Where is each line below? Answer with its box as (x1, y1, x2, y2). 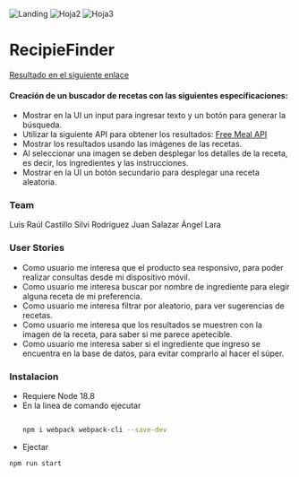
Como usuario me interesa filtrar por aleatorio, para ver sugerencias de (21, 300, 285, 311)
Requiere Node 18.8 (21, 391, 96, 402)
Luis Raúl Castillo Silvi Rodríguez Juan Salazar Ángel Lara (9, 220, 222, 230)
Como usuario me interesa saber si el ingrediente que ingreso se (21, 338, 261, 349)
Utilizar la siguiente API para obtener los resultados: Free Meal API (21, 129, 268, 140)
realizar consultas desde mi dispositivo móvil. (21, 272, 191, 282)
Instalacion (9, 370, 59, 383)
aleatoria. (21, 177, 57, 187)
